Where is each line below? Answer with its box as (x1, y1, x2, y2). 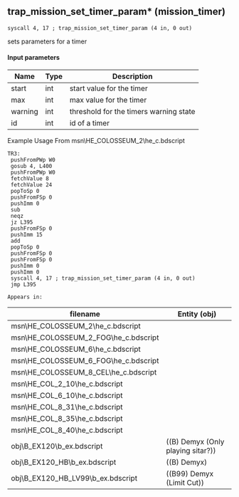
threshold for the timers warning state (69, 107, 196, 117)
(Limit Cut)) (166, 478, 205, 488)
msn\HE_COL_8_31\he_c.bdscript (11, 402, 123, 412)
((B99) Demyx (166, 469, 214, 479)
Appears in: (7, 293, 43, 301)
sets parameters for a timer (7, 37, 87, 46)
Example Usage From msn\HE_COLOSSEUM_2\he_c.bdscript (7, 137, 185, 145)
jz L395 (10, 219, 33, 226)
